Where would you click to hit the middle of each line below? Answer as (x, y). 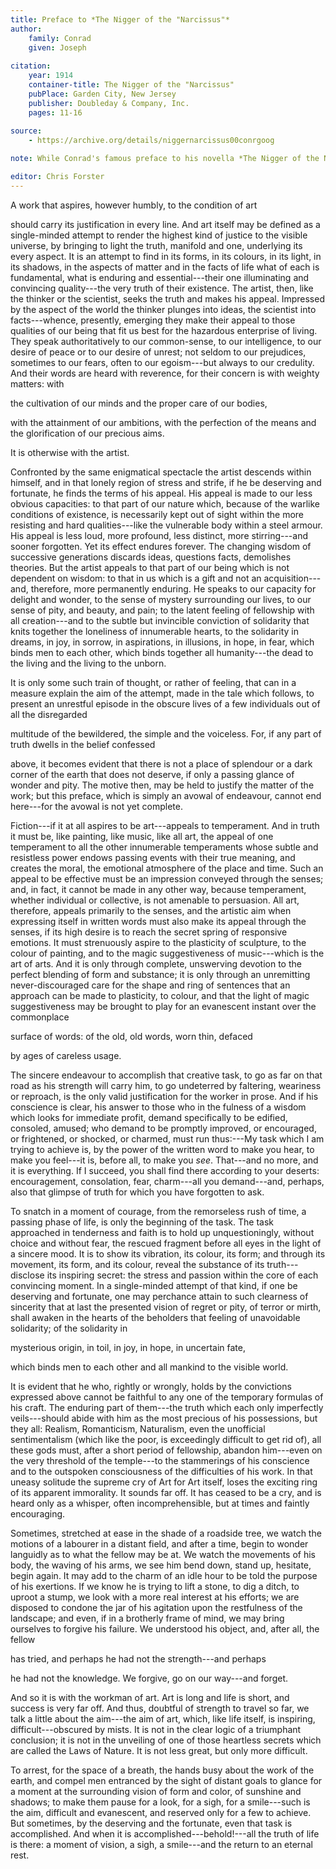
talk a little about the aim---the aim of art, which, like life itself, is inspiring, (163, 1718)
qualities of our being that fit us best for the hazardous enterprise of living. (164, 330)
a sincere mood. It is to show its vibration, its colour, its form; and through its (168, 1253)
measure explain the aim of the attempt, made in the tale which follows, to (162, 693)
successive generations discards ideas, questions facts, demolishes (151, 557)
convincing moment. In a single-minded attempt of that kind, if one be (154, 1285)
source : (26, 131)
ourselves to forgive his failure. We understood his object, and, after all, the (165, 1628)
